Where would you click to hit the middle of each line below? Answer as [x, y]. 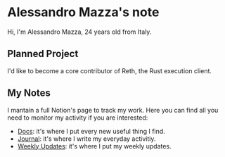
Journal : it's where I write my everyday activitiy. [86, 139]
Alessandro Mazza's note [83, 12]
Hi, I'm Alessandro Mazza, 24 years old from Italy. [79, 32]
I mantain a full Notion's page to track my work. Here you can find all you [113, 110]
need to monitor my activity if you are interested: [78, 118]
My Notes [29, 93]
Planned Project [43, 54]
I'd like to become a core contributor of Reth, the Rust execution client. [110, 70]
